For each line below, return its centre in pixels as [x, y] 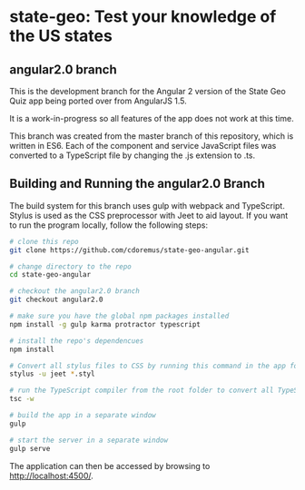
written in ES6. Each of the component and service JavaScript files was [143, 146]
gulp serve [30, 448]
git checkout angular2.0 [56, 300]
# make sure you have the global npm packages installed [119, 316]
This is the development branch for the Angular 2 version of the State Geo [148, 91]
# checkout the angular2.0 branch [75, 291]
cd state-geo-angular [50, 275]
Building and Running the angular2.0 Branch [138, 184]
